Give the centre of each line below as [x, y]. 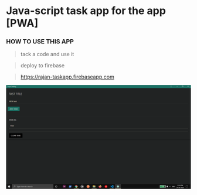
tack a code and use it [47, 54]
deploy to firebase [43, 66]
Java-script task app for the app [86, 11]
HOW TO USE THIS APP [40, 42]
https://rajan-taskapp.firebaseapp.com [67, 77]
